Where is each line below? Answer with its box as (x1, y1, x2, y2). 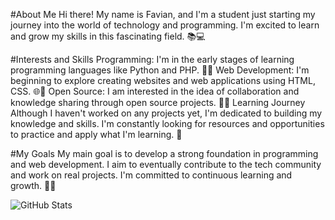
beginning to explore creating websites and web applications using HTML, (10, 75, 316, 86)
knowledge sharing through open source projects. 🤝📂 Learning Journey (10, 97, 306, 108)
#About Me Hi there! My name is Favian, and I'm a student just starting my (10, 9, 316, 20)
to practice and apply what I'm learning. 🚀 (10, 129, 183, 140)
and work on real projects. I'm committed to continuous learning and (10, 169, 293, 181)
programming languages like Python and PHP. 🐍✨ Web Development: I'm (10, 64, 310, 76)
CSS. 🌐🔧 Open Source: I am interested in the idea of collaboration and (10, 85, 300, 97)
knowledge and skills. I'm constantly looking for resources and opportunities (10, 118, 325, 129)
